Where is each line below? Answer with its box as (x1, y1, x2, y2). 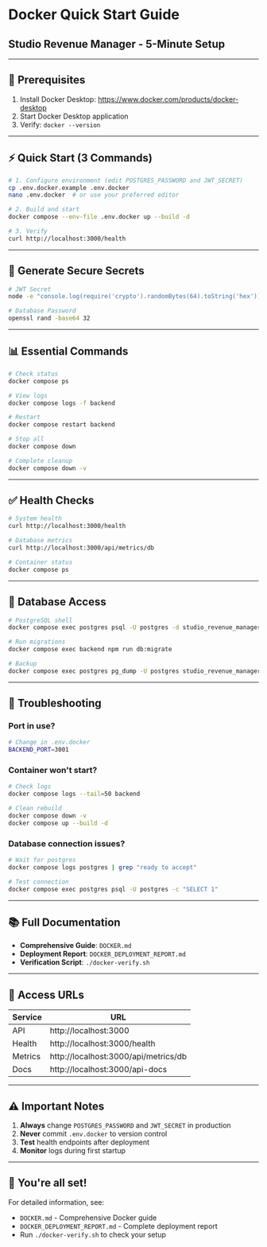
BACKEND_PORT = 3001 (8, 746, 69, 754)
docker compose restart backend (8, 421, 115, 429)
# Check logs (8, 783, 52, 791)
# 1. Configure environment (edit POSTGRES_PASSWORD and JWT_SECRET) (8, 177, 244, 185)
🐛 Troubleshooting (8, 697, 102, 710)
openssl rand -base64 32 (8, 314, 91, 323)
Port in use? (8, 721, 56, 732)
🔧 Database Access (8, 595, 106, 609)
